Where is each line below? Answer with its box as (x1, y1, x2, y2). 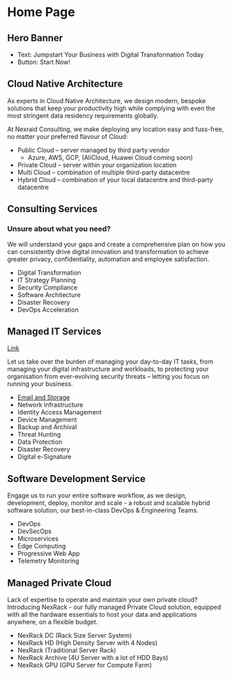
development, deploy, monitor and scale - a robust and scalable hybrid (7, 499, 210, 507)
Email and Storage (17, 393, 70, 402)
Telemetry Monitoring (17, 557, 79, 565)
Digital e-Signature (17, 453, 72, 461)
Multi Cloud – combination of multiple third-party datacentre (17, 168, 190, 176)
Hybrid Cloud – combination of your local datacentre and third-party (17, 175, 214, 183)
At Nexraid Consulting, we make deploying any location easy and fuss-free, (7, 125, 224, 133)
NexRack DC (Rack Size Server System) (17, 631, 132, 639)
